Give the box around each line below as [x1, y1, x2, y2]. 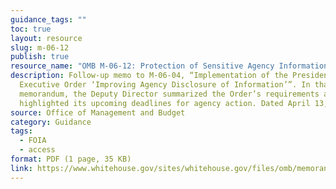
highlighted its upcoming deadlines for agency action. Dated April [19, 98, 311, 108]
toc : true [10, 24, 52, 34]
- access [19, 145, 56, 155]
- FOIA [19, 136, 47, 146]
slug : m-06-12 [10, 42, 70, 53]
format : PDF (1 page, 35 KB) [10, 154, 132, 164]
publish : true [10, 52, 70, 62]
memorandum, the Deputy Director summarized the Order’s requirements [19, 89, 320, 99]
